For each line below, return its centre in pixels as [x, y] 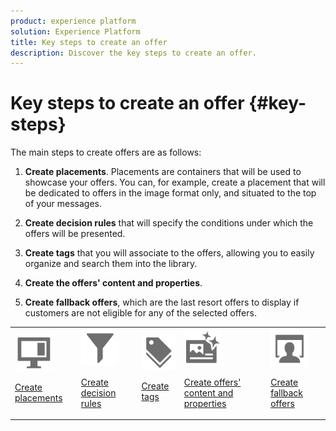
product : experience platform [73, 21]
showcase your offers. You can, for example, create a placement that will [175, 182]
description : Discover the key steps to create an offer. [133, 53]
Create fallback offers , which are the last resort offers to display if [162, 302]
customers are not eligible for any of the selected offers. [140, 313]
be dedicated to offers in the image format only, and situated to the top [170, 193]
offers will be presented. [75, 234]
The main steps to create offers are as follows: [106, 152]
